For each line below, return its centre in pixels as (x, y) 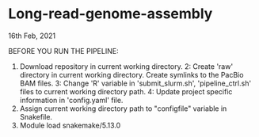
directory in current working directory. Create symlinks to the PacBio (131, 74)
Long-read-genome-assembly (110, 14)
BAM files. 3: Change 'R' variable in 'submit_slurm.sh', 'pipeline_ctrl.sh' (135, 83)
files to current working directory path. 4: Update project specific (126, 91)
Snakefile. (36, 116)
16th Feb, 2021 (32, 36)
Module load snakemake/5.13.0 (70, 125)
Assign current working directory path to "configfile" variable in (123, 108)
